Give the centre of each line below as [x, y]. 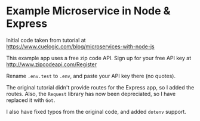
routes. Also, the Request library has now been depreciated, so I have [91, 94]
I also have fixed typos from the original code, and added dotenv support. [96, 111]
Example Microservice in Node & [88, 11]
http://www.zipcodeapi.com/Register [52, 64]
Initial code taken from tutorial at [46, 40]
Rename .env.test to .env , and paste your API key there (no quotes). [91, 76]
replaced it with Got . [31, 100]
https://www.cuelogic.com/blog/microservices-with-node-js [80, 46]
